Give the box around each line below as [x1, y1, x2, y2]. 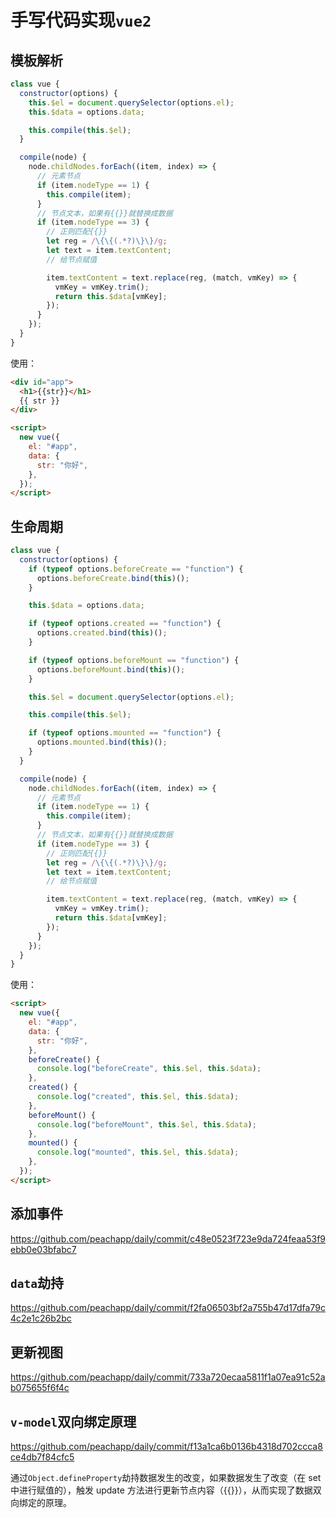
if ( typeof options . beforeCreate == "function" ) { [28, 564, 244, 574]
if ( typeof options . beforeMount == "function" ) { [28, 655, 240, 665]
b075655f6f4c [10, 1382, 70, 1394]
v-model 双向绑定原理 [10, 1413, 137, 1430]
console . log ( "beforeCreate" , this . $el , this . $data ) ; [36, 1064, 262, 1074]
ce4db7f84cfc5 [10, 1451, 75, 1463]
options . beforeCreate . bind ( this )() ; [36, 573, 190, 583]
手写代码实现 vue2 [10, 9, 152, 32]
